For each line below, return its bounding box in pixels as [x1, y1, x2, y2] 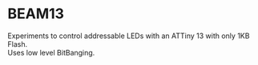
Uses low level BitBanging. [7, 48, 95, 57]
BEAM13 [7, 5, 65, 23]
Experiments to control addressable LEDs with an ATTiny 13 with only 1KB [7, 31, 250, 40]
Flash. [7, 39, 28, 48]
